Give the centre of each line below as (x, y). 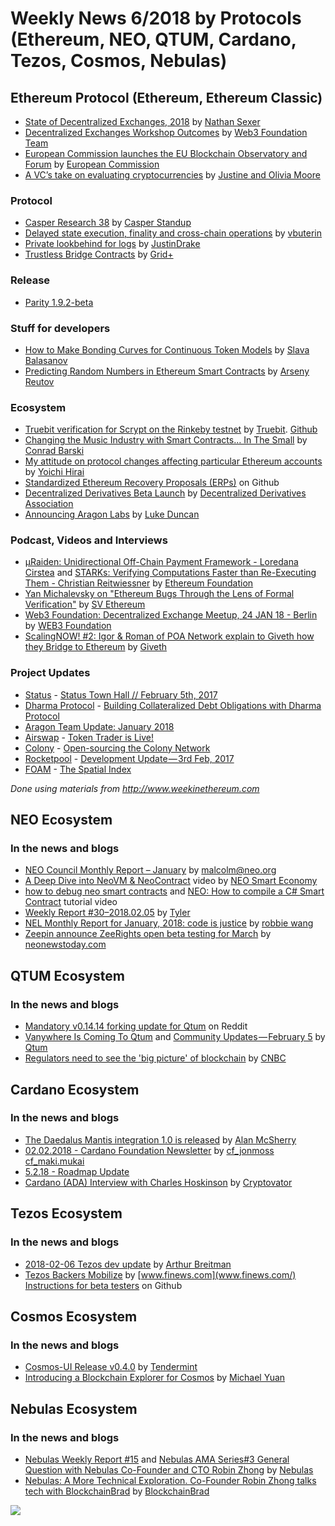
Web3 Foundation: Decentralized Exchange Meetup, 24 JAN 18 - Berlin (171, 615)
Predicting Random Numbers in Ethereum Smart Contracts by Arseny (167, 371)
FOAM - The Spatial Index (78, 769)
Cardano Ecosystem (75, 1089)
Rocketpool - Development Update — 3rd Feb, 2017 (129, 758)
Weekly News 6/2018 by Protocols (156, 18)
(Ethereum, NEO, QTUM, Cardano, (153, 39)
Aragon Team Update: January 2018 (99, 726)
